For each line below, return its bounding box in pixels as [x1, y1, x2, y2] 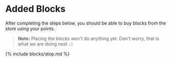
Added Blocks [5, 3, 66, 15]
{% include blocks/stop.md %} [5, 51, 70, 57]
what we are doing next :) [17, 40, 74, 47]
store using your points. [5, 25, 55, 31]
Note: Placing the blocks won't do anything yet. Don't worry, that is [17, 35, 159, 42]
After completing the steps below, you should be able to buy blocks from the [5, 20, 166, 26]
